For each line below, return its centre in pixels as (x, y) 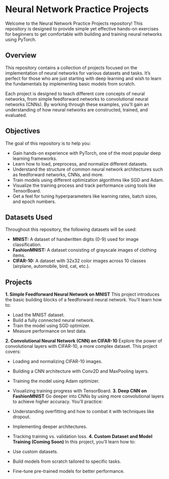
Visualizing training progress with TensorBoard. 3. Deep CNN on (80, 391)
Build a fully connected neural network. (53, 321)
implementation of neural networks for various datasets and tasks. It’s (78, 73)
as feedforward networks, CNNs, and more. (58, 174)
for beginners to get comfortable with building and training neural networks (84, 34)
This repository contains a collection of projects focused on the (71, 67)
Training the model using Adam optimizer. (56, 381)
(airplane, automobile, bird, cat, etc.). (51, 266)
